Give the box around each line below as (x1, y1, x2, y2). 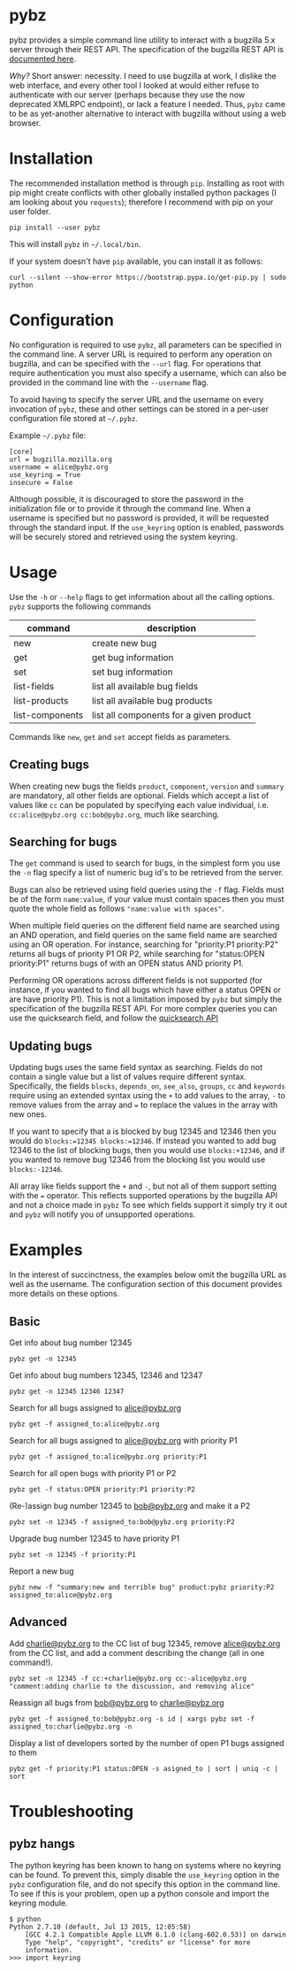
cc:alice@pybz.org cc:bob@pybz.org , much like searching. (9, 809, 220, 820)
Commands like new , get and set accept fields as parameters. (9, 731, 232, 742)
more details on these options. (9, 1289, 120, 1299)
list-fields (13, 680, 55, 692)
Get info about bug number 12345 (9, 1337, 133, 1348)
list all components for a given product (91, 709, 252, 721)
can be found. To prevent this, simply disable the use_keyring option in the (9, 1869, 280, 1880)
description (147, 621, 197, 634)
